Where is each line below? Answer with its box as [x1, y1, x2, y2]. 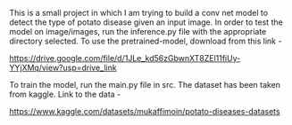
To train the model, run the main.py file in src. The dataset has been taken [9, 80, 281, 90]
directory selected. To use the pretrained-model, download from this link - [9, 35, 282, 46]
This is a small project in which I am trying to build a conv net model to [9, 8, 269, 18]
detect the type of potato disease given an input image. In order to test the [9, 17, 283, 27]
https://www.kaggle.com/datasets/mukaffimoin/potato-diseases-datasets [9, 106, 280, 116]
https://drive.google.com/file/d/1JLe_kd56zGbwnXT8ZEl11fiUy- [9, 53, 241, 63]
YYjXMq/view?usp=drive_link [9, 62, 118, 73]
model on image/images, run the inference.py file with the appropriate [9, 27, 267, 36]
